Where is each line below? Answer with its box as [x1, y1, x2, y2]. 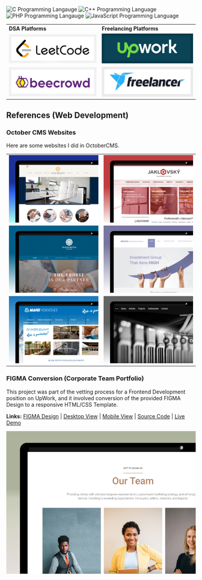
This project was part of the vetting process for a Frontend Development [6, 388, 186, 395]
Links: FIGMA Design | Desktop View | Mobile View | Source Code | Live [6, 412, 185, 419]
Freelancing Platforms [102, 25, 159, 32]
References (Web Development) [6, 110, 129, 120]
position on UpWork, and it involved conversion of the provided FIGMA [6, 394, 181, 401]
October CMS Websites [6, 128, 76, 136]
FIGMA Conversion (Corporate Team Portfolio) [6, 374, 144, 383]
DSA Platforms [8, 25, 47, 32]
